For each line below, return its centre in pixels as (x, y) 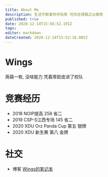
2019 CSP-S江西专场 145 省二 (43, 120)
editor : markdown (23, 33)
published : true (22, 19)
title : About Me (22, 10)
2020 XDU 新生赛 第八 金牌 (40, 132)
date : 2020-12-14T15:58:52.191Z (39, 24)
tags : (11, 28)
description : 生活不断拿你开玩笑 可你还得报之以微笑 (54, 14)
